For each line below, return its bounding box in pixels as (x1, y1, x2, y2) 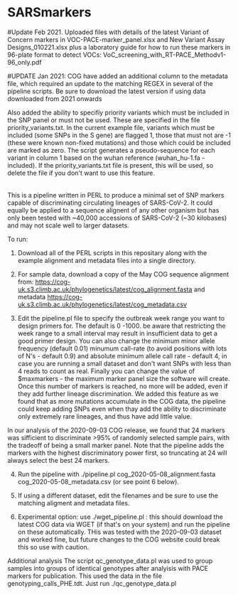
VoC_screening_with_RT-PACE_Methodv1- (102, 50, 226, 59)
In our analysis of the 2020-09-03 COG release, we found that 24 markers (7, 426, 225, 434)
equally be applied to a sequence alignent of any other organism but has (7, 205, 220, 214)
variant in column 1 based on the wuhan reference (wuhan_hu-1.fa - (7, 154, 205, 162)
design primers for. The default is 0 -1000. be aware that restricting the (17, 321, 226, 330)
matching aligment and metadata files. (17, 498, 130, 507)
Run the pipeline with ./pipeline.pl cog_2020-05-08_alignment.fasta (17, 470, 216, 478)
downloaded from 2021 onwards (7, 94, 102, 103)
